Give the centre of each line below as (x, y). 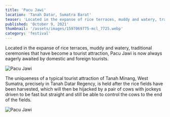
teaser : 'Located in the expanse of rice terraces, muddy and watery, (81, 19)
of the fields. (18, 100)
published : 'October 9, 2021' (37, 24)
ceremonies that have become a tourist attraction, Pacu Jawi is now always (84, 53)
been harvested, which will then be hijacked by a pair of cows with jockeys (83, 89)
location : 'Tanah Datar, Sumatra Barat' (49, 15)
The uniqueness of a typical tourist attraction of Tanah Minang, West (77, 78)
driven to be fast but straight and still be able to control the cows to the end (84, 94)
